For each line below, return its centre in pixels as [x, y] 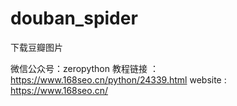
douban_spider [74, 18]
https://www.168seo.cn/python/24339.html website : [118, 79]
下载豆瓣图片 [36, 47]
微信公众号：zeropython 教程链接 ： [84, 68]
